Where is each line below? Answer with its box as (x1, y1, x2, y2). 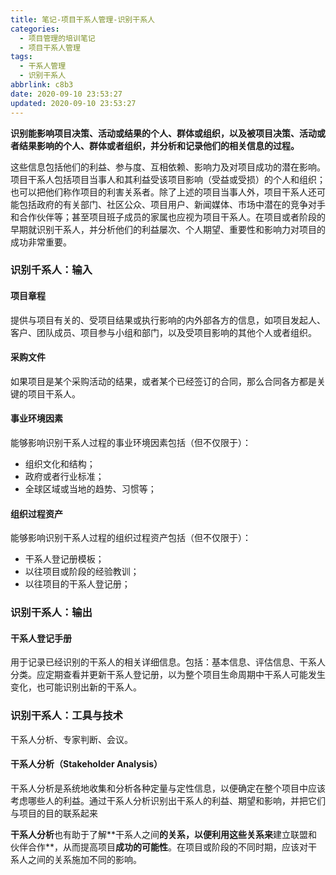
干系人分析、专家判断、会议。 (10, 733, 133, 745)
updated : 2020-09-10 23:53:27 (10, 98, 137, 108)
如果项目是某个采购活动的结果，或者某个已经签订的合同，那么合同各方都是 (10, 375, 317, 387)
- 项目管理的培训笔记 (19, 33, 96, 43)
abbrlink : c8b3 (10, 80, 74, 90)
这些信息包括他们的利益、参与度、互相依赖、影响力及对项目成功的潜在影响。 (10, 161, 326, 173)
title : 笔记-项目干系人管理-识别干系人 (10, 14, 155, 25)
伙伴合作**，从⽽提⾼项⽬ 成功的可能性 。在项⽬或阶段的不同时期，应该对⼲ (10, 841, 318, 853)
